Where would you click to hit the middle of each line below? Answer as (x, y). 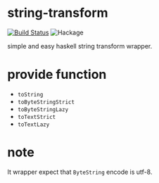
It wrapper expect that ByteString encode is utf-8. (80, 172)
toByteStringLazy (43, 109)
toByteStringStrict (46, 102)
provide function (57, 75)
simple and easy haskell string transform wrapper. (80, 46)
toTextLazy (33, 125)
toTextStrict (37, 117)
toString (30, 94)
